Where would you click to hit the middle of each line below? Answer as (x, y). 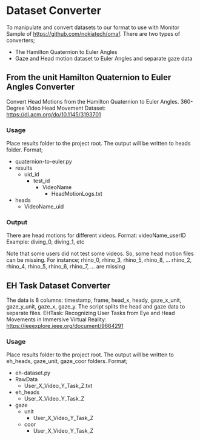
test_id (42, 181)
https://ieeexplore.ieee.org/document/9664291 (65, 326)
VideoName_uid (44, 207)
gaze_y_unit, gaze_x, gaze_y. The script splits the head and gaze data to (96, 307)
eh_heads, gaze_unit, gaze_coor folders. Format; (67, 361)
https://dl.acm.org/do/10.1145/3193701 (54, 114)
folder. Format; (25, 150)
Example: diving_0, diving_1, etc (45, 242)
